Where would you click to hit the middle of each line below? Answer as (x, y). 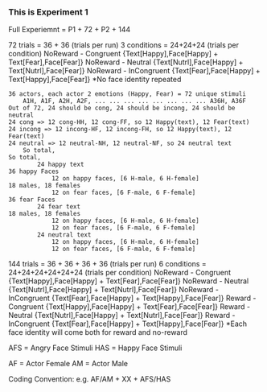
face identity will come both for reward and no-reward (98, 332)
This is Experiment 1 (48, 12)
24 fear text (59, 207)
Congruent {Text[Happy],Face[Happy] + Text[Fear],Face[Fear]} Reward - (129, 307)
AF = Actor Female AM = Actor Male (68, 364)
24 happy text (61, 165)
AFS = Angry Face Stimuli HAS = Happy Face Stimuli (95, 348)
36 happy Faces (34, 171)
